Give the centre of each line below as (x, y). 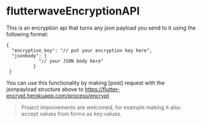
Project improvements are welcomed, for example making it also (101, 107)
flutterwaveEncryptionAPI (73, 11)
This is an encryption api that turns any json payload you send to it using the (101, 28)
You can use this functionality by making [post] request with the (86, 83)
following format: (27, 34)
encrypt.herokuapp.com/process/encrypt (58, 95)
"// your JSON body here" (71, 61)
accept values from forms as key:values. (71, 113)
